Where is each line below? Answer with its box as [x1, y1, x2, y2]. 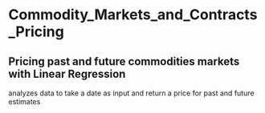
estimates [8, 97, 41, 106]
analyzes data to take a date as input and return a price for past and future [8, 88, 255, 98]
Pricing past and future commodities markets [8, 54, 240, 68]
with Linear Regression [8, 67, 126, 81]
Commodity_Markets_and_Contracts [8, 6, 258, 24]
